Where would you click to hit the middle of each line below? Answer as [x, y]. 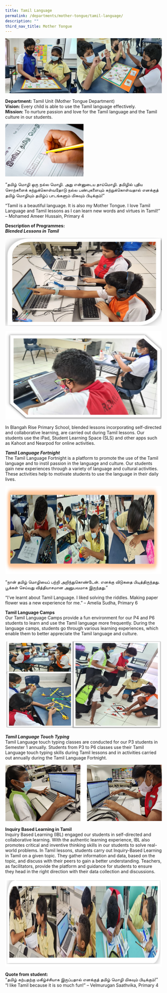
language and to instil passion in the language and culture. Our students [79, 463]
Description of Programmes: [35, 226]
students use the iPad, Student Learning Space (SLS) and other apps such [81, 438]
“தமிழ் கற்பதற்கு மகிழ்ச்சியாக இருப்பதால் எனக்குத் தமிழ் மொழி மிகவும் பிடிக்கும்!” [82, 980]
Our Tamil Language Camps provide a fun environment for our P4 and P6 [80, 618]
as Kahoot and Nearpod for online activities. [50, 443]
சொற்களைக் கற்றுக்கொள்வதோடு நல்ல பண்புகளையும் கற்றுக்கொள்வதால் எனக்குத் [82, 190]
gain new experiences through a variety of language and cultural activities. [82, 468]
